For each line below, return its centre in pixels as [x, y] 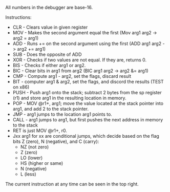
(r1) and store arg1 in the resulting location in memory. [69, 98]
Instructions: [18, 17]
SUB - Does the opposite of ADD [47, 54]
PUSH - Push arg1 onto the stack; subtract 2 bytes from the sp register [87, 92]
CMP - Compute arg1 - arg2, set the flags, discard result [72, 76]
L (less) [28, 174]
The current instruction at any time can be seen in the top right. [72, 184]
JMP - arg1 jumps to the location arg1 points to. [62, 114]
